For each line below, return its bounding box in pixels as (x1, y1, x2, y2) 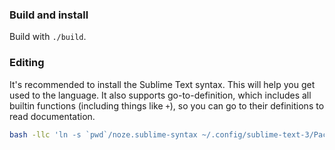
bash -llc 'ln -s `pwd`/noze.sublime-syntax (9, 129, 198, 140)
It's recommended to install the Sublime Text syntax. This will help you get (9, 78, 316, 90)
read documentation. (9, 110, 96, 122)
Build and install (9, 8, 89, 22)
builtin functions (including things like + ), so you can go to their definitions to (9, 99, 325, 112)
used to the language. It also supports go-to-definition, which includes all (9, 89, 312, 101)
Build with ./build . (9, 31, 87, 43)
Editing (9, 56, 45, 70)
